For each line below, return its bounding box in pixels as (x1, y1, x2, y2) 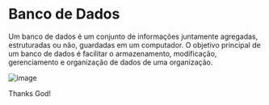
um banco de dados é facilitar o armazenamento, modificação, (8, 48, 217, 58)
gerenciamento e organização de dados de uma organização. (8, 57, 213, 67)
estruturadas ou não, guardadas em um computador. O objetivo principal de (8, 40, 261, 49)
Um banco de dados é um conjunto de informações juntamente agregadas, (8, 31, 258, 41)
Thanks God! (8, 88, 51, 98)
